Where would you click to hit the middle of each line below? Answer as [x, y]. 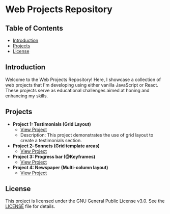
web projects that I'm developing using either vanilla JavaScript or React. [82, 85]
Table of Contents [34, 28]
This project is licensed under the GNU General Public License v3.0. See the [85, 201]
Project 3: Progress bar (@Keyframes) [54, 156]
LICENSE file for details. [30, 206]
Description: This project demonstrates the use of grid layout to [87, 135]
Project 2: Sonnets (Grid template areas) [56, 146]
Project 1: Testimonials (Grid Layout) [52, 124]
